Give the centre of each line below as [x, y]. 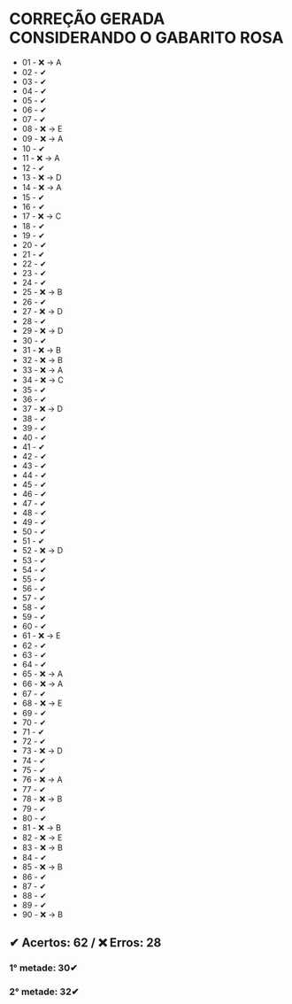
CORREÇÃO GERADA [87, 19]
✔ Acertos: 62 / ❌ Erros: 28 [85, 943]
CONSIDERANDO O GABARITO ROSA [146, 38]
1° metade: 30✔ [43, 968]
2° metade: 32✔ [44, 992]
